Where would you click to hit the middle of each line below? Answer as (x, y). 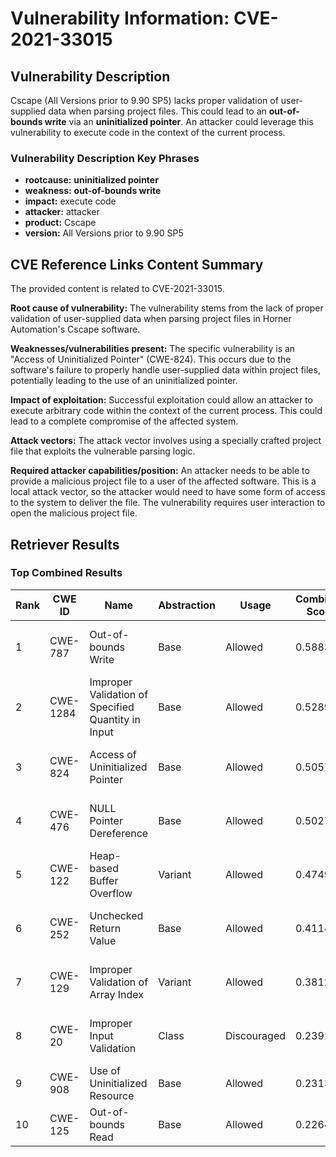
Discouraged (256, 1035)
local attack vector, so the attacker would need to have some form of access (168, 492)
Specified (112, 707)
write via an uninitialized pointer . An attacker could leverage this (179, 121)
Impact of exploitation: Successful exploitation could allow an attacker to (161, 400)
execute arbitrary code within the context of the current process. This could (166, 411)
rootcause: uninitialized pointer (91, 180)
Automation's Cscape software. (75, 329)
